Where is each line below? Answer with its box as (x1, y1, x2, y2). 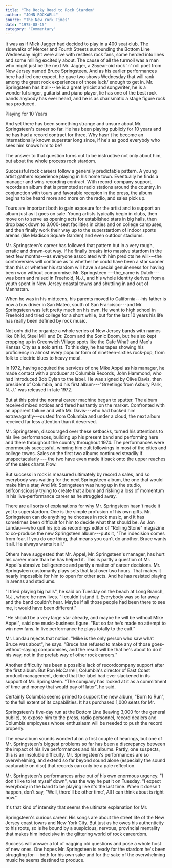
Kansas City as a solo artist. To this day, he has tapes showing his (5, 344, 144, 350)
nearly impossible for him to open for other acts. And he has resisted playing (5, 573, 167, 579)
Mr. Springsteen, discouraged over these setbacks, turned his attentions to (5, 428, 163, 435)
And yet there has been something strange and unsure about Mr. (5, 121, 142, 127)
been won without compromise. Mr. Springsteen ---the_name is (5, 270, 140, 276)
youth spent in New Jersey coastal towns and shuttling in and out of (5, 280, 149, 287)
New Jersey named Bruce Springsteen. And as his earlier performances (5, 68, 157, 74)
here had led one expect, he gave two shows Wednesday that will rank (5, 73, 155, 80)
